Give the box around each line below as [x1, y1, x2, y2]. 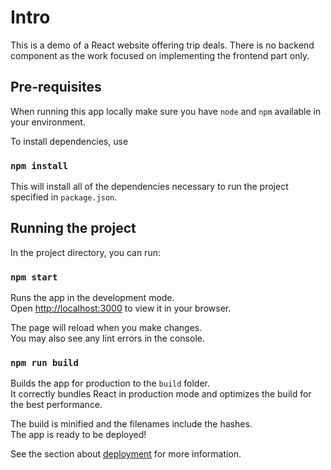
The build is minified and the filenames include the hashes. [10, 418, 253, 430]
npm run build [10, 357, 79, 369]
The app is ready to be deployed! [10, 429, 147, 441]
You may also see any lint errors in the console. [10, 332, 205, 345]
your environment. [10, 116, 86, 128]
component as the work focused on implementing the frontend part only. [10, 49, 310, 61]
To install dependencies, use [10, 135, 129, 147]
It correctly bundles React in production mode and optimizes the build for [10, 388, 312, 400]
